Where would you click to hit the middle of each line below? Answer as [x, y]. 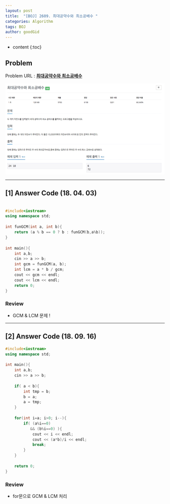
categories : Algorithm [29, 21]
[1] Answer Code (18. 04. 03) [51, 193]
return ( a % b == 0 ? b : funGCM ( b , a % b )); [60, 232]
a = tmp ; [33, 402]
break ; [39, 445]
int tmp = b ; [37, 391]
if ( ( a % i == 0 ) [37, 423]
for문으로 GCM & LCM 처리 [40, 496]
